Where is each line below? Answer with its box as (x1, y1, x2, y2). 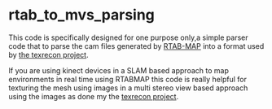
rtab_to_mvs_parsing (8, 6, 155, 24)
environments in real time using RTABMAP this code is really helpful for (8, 74, 247, 84)
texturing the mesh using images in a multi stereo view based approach (8, 83, 248, 93)
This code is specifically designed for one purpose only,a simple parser (8, 33, 248, 42)
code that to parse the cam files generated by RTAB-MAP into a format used (8, 41, 265, 50)
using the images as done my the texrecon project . (8, 91, 179, 101)
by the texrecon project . (8, 50, 89, 59)
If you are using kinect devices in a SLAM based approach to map (8, 65, 230, 75)
